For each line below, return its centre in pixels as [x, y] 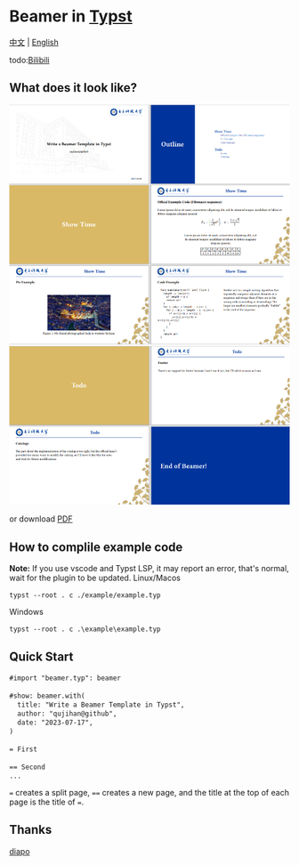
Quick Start [41, 656]
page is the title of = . [47, 802]
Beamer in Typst [71, 16]
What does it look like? [73, 88]
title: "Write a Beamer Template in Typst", [101, 705]
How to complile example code [96, 547]
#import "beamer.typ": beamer [65, 678]
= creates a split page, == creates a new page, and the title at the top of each [149, 793]
